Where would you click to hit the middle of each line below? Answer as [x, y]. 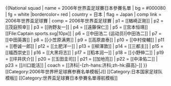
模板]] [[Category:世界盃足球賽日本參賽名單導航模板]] [62, 78]
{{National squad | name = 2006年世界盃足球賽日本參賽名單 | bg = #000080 [86, 8]
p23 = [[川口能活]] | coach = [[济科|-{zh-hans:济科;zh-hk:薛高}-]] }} [76, 65]
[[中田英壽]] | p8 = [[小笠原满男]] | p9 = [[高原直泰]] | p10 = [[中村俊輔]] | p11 [85, 40]
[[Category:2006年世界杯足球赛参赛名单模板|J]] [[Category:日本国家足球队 [84, 71]
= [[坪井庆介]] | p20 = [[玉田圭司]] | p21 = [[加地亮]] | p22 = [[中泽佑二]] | [81, 59]
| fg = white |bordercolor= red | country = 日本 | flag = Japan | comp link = [83, 14]
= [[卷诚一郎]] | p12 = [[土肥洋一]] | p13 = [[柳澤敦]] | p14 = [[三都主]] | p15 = [84, 46]
